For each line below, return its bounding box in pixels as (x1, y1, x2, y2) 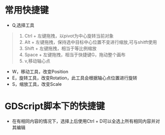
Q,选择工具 (12, 22, 35, 28)
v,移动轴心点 (24, 58, 51, 64)
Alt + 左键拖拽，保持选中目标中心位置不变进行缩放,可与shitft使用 (24, 39, 157, 45)
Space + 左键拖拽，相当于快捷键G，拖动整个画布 (24, 51, 126, 58)
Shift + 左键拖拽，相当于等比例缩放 (24, 45, 97, 51)
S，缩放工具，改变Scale (12, 81, 62, 87)
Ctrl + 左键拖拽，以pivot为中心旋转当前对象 (24, 33, 114, 39)
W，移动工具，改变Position (12, 68, 69, 74)
